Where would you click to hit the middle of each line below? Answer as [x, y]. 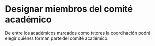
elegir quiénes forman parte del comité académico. [57, 38]
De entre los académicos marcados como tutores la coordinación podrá [78, 33]
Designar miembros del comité [69, 9]
